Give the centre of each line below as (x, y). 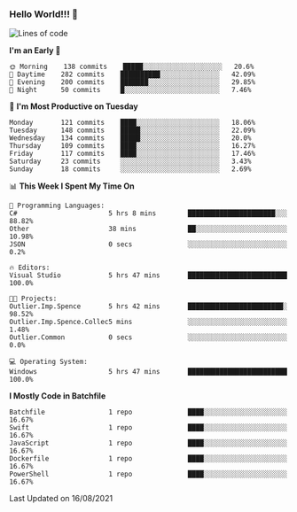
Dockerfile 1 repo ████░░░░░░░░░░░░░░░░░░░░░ (148, 459)
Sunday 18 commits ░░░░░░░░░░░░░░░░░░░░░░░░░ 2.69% (130, 169)
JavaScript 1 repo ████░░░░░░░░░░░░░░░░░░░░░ (148, 443)
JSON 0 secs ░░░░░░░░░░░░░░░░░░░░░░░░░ (148, 244)
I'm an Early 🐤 (35, 50)
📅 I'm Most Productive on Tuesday (74, 106)
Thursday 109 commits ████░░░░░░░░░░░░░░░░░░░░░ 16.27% (132, 146)
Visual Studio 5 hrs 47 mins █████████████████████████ (148, 275)
